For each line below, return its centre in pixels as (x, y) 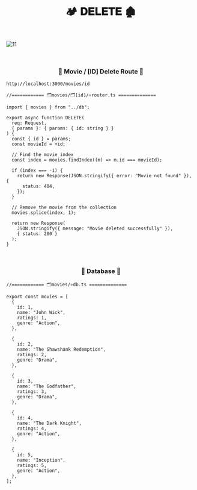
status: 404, (38, 187)
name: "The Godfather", (47, 386)
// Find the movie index (43, 155)
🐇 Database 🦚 (101, 271)
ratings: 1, (32, 318)
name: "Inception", (41, 460)
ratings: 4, (32, 429)
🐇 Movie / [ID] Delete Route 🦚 (101, 71)
